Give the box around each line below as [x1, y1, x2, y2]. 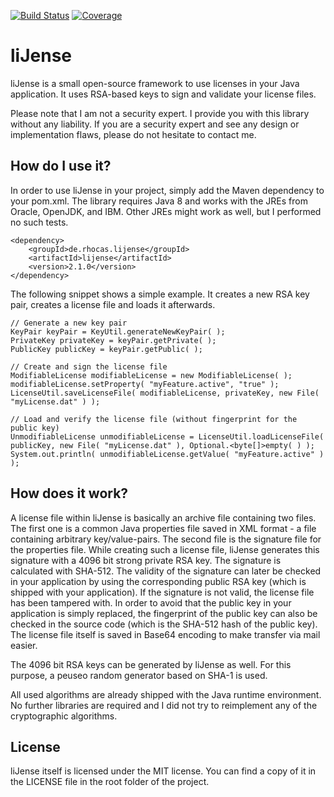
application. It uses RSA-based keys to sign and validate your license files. [10, 88, 317, 100]
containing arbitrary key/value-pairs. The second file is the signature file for [10, 533, 322, 545]
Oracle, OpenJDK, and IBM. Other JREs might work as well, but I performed [10, 205, 322, 217]
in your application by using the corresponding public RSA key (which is [10, 575, 307, 587]
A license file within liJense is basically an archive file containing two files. [10, 511, 317, 524]
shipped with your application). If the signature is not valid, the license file [10, 586, 315, 598]
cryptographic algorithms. [10, 710, 118, 722]
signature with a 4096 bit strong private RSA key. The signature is [10, 554, 282, 566]
